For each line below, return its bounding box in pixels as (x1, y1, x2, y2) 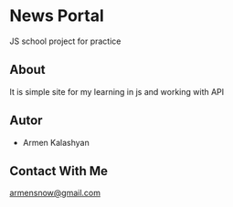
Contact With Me (9, 163, 108, 179)
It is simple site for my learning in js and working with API (9, 86, 225, 97)
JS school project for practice (9, 36, 122, 47)
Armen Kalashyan (22, 137, 90, 148)
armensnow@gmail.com (9, 188, 101, 199)
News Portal (9, 5, 105, 26)
